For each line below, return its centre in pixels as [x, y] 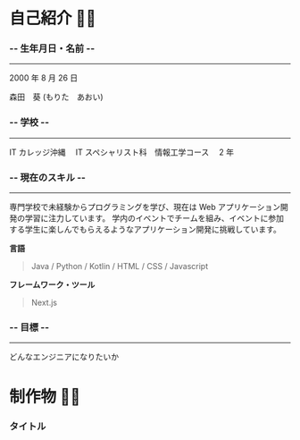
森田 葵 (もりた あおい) [57, 97]
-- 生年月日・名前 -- [52, 48]
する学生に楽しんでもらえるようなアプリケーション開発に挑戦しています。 [145, 230]
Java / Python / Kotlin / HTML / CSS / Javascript [119, 267]
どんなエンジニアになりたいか [64, 357]
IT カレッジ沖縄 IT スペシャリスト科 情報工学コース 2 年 [122, 152]
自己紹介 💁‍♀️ [53, 18]
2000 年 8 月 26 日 [44, 78]
